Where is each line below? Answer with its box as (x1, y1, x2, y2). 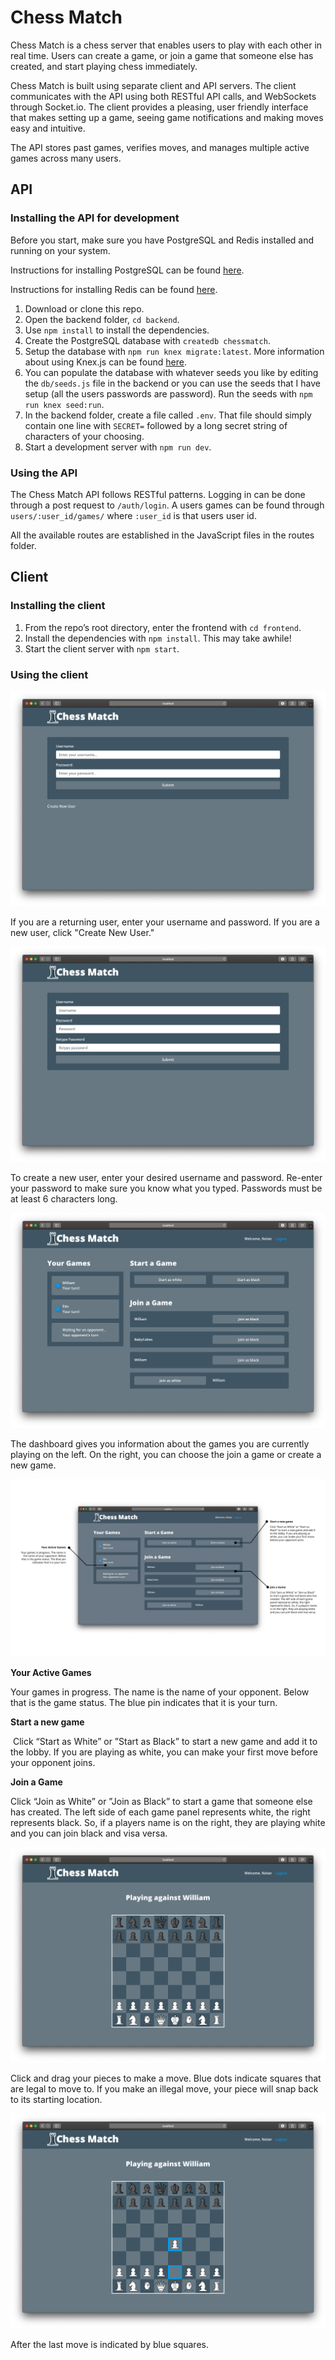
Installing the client (10, 599, 106, 613)
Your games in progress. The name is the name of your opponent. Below (10, 1686, 310, 1698)
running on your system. (10, 244, 111, 256)
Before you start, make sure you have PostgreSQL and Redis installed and (10, 234, 315, 246)
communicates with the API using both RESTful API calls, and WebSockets (10, 90, 317, 102)
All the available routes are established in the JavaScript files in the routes (10, 529, 315, 541)
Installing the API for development (10, 211, 180, 225)
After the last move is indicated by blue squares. (10, 2338, 209, 2350)
